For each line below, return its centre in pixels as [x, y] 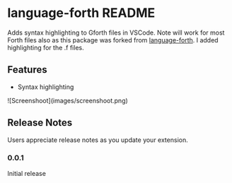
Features [27, 70]
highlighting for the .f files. [46, 47]
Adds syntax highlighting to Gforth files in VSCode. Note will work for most [116, 33]
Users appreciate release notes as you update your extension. [98, 140]
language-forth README [81, 13]
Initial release [27, 173]
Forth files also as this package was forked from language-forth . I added [113, 40]
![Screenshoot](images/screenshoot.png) [68, 100]
